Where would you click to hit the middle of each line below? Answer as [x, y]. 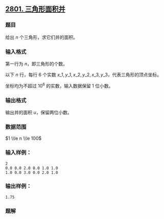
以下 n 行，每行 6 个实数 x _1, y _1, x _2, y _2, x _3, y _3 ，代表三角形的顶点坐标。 [84, 74]
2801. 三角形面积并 [35, 9]
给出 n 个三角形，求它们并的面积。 [42, 37]
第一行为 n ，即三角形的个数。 [37, 63]
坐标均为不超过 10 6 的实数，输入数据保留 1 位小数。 [59, 85]
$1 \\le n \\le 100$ [24, 138]
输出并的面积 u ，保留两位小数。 [39, 112]
